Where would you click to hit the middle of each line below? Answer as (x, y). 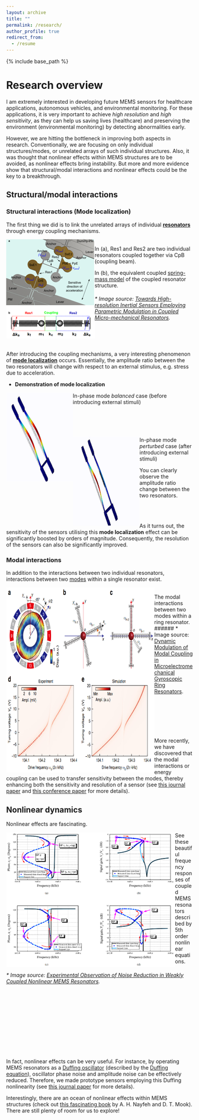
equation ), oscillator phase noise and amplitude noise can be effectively (94, 1074)
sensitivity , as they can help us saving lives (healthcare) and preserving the (98, 120)
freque (183, 860)
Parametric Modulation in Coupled (137, 312)
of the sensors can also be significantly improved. (67, 545)
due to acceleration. (31, 373)
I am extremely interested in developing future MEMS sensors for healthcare (99, 101)
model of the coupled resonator (147, 279)
